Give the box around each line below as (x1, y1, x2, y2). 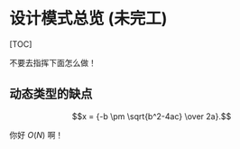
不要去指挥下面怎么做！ (9, 57, 97, 68)
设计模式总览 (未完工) (9, 8, 168, 29)
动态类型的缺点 (9, 87, 93, 102)
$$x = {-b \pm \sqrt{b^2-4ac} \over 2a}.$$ (71, 110, 232, 122)
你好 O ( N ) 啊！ (9, 129, 64, 140)
